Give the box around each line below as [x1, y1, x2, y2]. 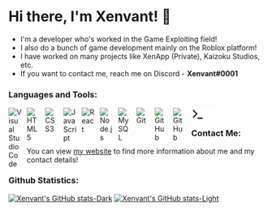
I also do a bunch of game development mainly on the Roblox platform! [19, 42, 257, 52]
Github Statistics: [8, 174, 79, 186]
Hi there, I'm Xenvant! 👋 [8, 7, 172, 26]
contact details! [27, 154, 79, 165]
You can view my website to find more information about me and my [27, 146, 255, 156]
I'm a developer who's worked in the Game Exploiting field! [19, 34, 218, 44]
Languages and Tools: [8, 88, 97, 100]
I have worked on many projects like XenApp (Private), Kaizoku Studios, [19, 51, 260, 61]
